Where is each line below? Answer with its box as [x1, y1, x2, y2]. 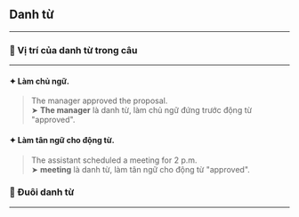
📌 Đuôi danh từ [9, 186, 75, 198]
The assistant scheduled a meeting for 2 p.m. [30, 155, 198, 165]
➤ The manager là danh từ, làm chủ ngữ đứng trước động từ [30, 105, 252, 116]
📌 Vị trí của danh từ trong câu [9, 44, 138, 56]
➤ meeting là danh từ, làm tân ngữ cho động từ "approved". [30, 164, 251, 174]
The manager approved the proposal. [30, 95, 168, 106]
